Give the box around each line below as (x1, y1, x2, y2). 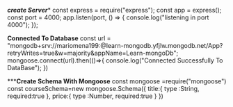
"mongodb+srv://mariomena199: (7, 42, 101, 49)
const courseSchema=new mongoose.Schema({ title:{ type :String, (7, 85, 200, 92)
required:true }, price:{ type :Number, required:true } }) (7, 92, 163, 100)
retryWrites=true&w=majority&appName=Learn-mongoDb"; (7, 49, 179, 57)
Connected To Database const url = (7, 34, 111, 42)
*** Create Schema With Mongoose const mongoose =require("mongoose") (7, 77, 227, 85)
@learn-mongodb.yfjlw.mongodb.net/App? (100, 42, 223, 49)
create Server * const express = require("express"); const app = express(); (7, 6, 222, 14)
